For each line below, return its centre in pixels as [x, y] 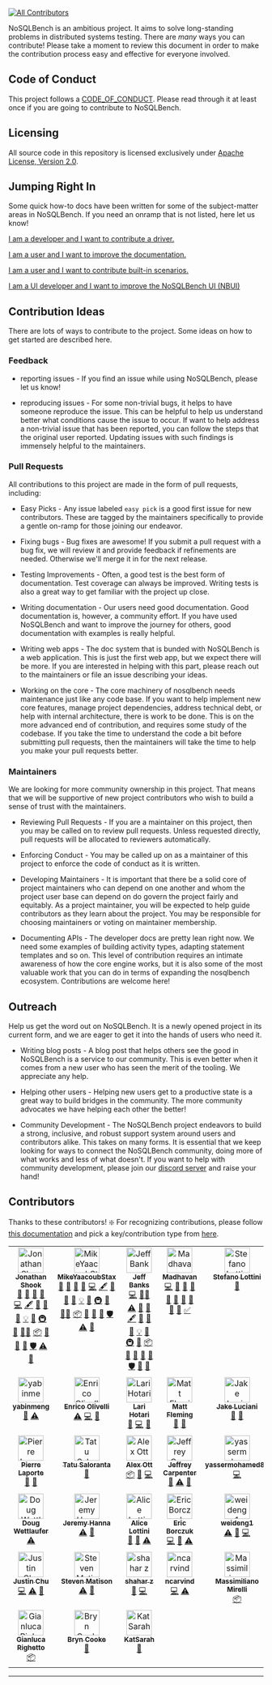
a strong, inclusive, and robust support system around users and [128, 1133]
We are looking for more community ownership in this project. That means [132, 789]
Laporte [31, 1473]
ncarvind [180, 1581]
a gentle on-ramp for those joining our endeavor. [101, 526]
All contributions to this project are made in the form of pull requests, [123, 484]
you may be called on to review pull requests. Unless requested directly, [140, 831]
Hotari [139, 1414]
